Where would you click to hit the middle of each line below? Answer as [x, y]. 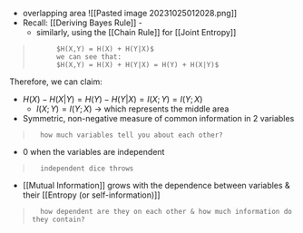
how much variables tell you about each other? [132, 135]
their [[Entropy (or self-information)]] [91, 195]
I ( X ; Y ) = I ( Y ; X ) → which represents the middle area [132, 109]
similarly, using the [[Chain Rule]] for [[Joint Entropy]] [136, 32]
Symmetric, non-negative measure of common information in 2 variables [158, 118]
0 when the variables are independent [93, 152]
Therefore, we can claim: [56, 82]
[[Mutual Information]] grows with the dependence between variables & [156, 185]
